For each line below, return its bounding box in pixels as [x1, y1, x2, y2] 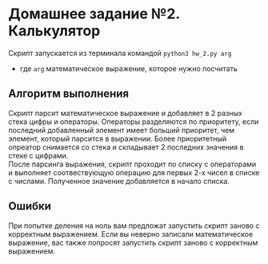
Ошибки [8, 199, 52, 213]
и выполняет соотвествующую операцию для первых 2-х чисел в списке [8, 167, 260, 177]
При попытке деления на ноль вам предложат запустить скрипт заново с [8, 221, 260, 230]
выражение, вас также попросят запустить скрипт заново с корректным [8, 238, 258, 247]
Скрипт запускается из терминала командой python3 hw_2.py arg [8, 48, 232, 58]
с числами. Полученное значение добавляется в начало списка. [8, 176, 230, 186]
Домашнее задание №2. [8, 5, 180, 23]
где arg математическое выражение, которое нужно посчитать [19, 63, 238, 73]
